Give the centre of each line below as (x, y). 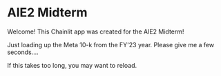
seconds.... (23, 52)
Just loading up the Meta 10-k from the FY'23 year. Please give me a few (111, 45)
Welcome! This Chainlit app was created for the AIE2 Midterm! (96, 31)
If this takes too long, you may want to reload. (72, 65)
